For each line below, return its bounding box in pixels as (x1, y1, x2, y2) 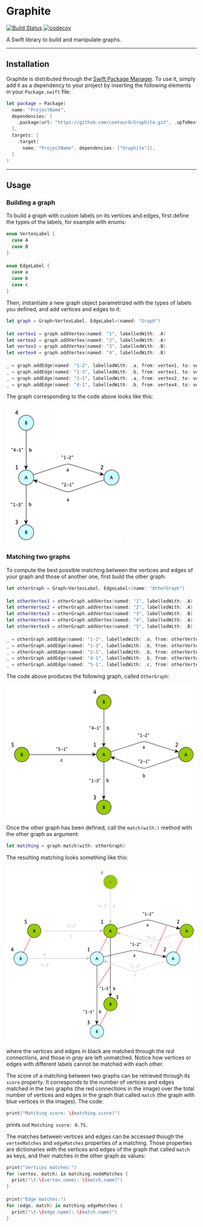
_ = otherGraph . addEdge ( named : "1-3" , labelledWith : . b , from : (6, 642, 169, 649)
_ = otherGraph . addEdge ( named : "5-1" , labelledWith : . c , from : (6, 662, 169, 668)
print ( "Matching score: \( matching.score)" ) (6, 1110, 120, 1116)
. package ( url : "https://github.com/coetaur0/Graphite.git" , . (17, 120, 177, 126)
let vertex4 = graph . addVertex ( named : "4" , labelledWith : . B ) (6, 350, 166, 356)
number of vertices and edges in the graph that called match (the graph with (6, 1091, 195, 1098)
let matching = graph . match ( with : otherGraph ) (6, 843, 126, 849)
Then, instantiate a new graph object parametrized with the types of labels (6, 299, 192, 306)
